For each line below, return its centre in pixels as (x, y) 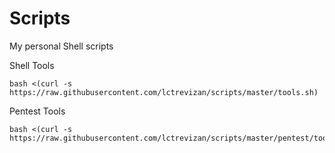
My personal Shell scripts (61, 46)
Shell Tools (32, 65)
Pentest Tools (37, 111)
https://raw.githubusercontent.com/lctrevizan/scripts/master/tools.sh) (164, 92)
